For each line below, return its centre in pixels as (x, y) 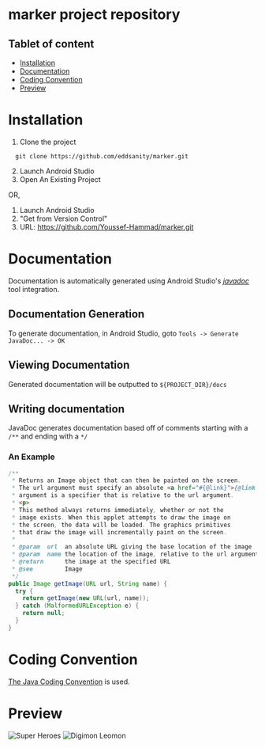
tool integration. (34, 289)
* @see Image (47, 569)
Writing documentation (66, 409)
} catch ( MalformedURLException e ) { (77, 606)
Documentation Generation (77, 314)
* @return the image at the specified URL (91, 562)
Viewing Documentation (69, 365)
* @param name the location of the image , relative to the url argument (135, 554)
